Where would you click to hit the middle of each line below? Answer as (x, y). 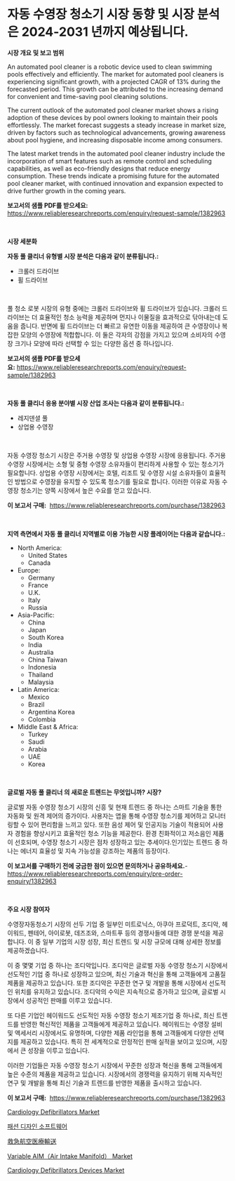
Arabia (38, 749)
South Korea (46, 637)
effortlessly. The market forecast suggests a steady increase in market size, (117, 125)
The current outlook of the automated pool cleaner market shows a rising (113, 110)
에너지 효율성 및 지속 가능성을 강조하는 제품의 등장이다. (95, 850)
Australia (41, 652)
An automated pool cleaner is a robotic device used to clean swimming (110, 67)
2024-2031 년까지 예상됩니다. (105, 32)
